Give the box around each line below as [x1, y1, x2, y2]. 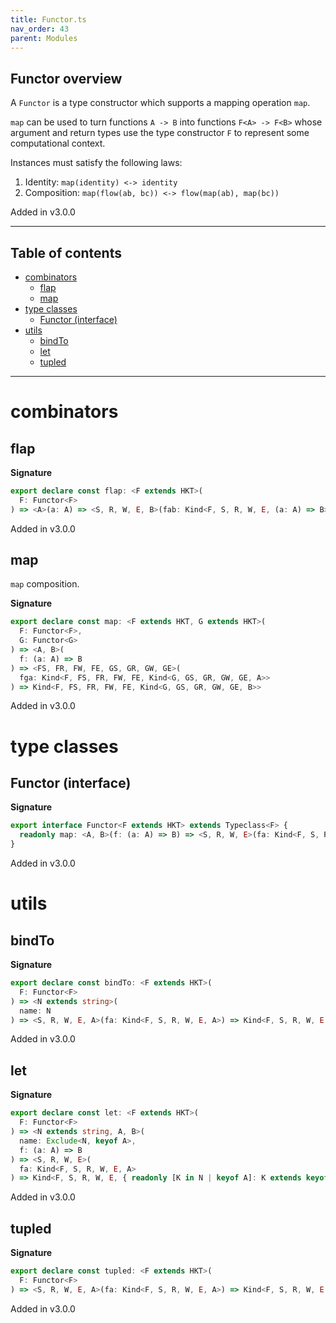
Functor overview [10, 70, 123, 87]
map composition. [10, 578, 80, 590]
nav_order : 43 [10, 24, 70, 34]
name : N [19, 1006, 52, 1016]
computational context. [10, 137, 106, 150]
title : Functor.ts [10, 14, 87, 25]
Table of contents [10, 244, 122, 261]
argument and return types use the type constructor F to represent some [10, 127, 310, 139]
